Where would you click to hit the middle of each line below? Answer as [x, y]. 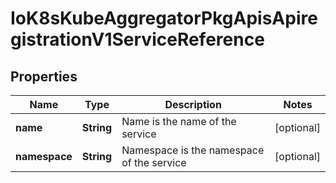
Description [193, 104]
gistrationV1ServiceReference [137, 39]
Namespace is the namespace [193, 150]
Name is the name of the [179, 121]
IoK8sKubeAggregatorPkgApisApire [164, 18]
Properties [44, 76]
